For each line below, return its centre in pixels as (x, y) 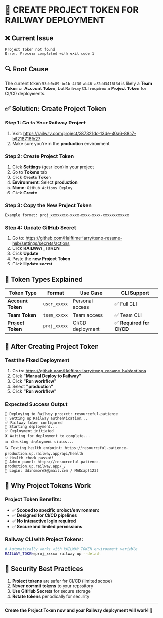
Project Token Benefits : (33, 499)
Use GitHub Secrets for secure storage (51, 591)
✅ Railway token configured (34, 423)
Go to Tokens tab (29, 172)
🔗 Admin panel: (20, 462)
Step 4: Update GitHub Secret (41, 228)
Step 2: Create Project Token (40, 156)
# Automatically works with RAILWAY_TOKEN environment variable (71, 549)
